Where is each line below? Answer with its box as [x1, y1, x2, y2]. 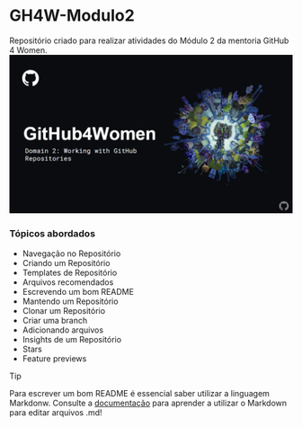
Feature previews [22, 352, 87, 364]
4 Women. [9, 44, 48, 55]
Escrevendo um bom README [22, 286, 135, 297]
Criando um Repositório [22, 257, 111, 268]
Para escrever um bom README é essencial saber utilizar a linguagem [9, 387, 270, 398]
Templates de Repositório [22, 267, 118, 278]
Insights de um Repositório [22, 334, 122, 344]
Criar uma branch [22, 315, 88, 325]
